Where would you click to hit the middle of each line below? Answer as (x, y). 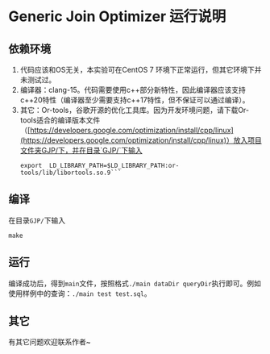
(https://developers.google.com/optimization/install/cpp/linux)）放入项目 (141, 140)
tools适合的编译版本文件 (60, 120)
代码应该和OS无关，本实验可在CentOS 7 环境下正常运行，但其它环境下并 (141, 70)
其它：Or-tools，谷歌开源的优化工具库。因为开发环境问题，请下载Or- (135, 110)
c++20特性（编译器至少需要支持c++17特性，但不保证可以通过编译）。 (135, 100)
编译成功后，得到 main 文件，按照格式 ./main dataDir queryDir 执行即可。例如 (135, 283)
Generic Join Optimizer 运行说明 (117, 17)
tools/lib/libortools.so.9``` (71, 173)
